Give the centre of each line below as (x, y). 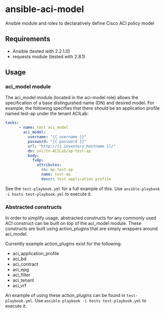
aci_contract (25, 264)
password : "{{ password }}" (57, 141)
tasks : (12, 123)
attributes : (49, 165)
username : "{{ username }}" (57, 137)
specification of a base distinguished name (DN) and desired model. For (80, 103)
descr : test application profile (76, 179)
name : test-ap (56, 175)
